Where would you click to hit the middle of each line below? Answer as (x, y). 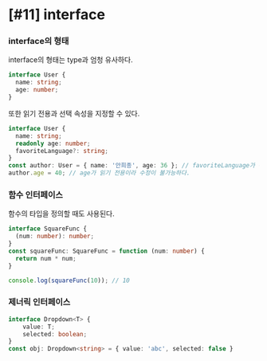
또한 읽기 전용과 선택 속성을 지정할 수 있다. (74, 113)
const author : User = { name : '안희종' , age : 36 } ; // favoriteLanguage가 (132, 166)
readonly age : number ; (53, 143)
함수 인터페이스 (36, 195)
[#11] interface (57, 15)
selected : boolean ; (55, 334)
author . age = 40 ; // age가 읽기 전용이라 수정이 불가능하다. (99, 173)
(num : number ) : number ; (55, 237)
